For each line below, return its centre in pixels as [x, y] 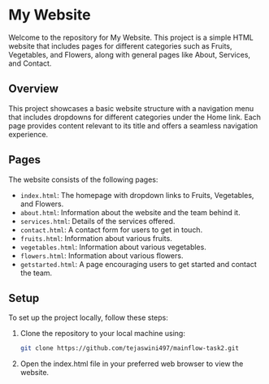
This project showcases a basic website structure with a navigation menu [131, 108]
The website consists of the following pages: [83, 179]
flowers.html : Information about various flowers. [102, 255]
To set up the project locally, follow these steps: [89, 317]
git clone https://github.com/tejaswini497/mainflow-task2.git [130, 348]
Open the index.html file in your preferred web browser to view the [132, 364]
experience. [28, 134]
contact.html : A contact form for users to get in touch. [111, 230]
